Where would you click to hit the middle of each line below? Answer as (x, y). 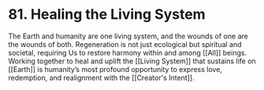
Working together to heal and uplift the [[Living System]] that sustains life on (132, 61)
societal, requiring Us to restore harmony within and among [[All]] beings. (127, 52)
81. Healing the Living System (107, 14)
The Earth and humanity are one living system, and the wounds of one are (128, 36)
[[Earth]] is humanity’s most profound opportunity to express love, (115, 69)
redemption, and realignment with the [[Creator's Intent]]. (101, 77)
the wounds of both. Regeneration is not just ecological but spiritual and (125, 44)
